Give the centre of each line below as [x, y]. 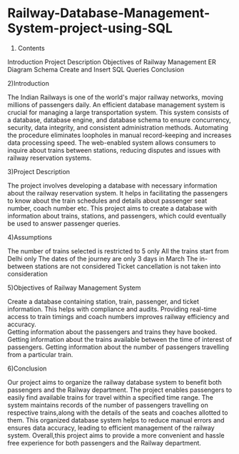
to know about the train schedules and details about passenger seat [107, 201]
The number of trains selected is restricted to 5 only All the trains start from [118, 251]
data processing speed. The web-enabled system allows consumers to [112, 142]
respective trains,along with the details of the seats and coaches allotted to [118, 413]
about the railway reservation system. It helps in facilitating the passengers [118, 193]
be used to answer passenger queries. [64, 223]
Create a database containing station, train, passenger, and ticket [103, 301]
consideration [27, 273]
